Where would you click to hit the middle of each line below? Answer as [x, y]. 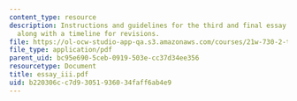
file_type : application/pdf [61, 50]
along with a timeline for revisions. [89, 33]
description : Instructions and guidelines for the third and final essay [148, 25]
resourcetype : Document [53, 67]
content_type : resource [53, 17]
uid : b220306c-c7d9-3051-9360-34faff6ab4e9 [91, 83]
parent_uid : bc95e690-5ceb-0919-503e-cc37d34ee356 [104, 58]
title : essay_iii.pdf [49, 75]
